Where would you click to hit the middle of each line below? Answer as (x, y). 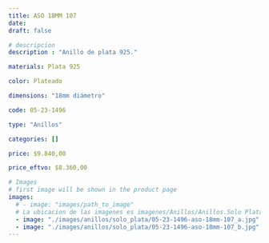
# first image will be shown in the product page (93, 190)
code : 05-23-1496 (37, 110)
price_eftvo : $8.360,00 (48, 168)
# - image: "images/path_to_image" (75, 205)
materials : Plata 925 (44, 67)
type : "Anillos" (35, 125)
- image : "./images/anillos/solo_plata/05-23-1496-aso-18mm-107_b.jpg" (138, 227)
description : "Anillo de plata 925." (73, 53)
